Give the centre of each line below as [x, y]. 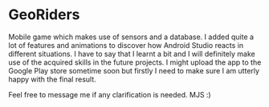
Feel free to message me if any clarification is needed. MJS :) [110, 94]
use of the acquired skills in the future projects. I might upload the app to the [135, 62]
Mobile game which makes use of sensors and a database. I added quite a [131, 37]
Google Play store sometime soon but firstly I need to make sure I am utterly [134, 70]
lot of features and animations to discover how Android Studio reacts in [126, 45]
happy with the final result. [52, 79]
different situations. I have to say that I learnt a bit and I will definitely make [132, 53]
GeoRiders [44, 15]
